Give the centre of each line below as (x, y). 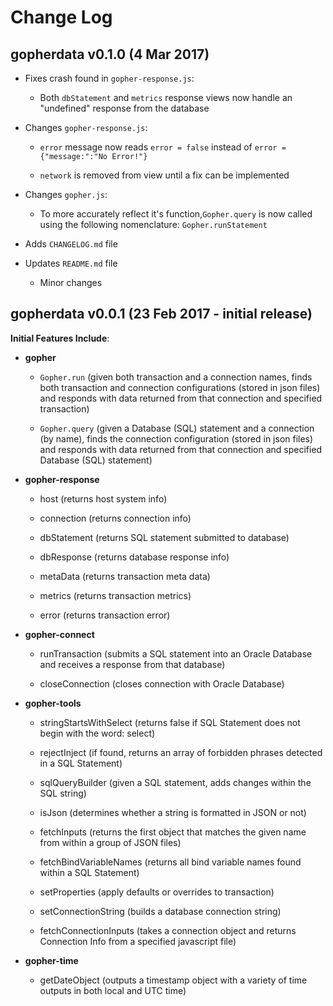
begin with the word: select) (97, 733)
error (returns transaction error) (105, 615)
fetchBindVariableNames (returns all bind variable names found (170, 862)
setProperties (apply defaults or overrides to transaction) (157, 892)
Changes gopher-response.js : (86, 127)
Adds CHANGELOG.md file (71, 244)
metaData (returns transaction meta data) (125, 576)
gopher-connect (59, 634)
